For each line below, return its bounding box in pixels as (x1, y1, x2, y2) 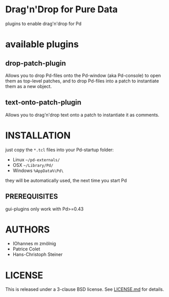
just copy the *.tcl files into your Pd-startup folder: (5, 146, 114, 153)
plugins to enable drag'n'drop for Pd (5, 20, 82, 27)
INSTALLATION (5, 130, 70, 141)
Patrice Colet (12, 246, 40, 252)
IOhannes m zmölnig (12, 241, 56, 247)
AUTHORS (5, 224, 50, 235)
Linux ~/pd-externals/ (12, 156, 60, 162)
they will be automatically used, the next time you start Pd (5, 177, 127, 183)
